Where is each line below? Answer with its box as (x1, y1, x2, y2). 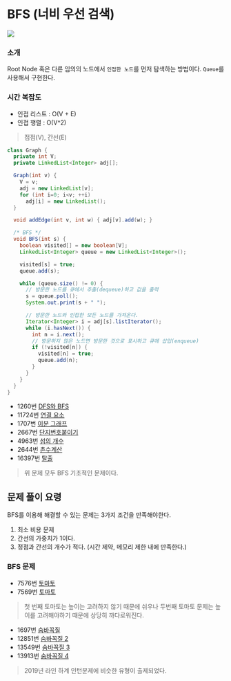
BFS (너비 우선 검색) (7, 6, 115, 22)
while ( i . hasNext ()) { (25, 325, 91, 332)
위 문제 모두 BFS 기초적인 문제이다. (23, 469, 119, 478)
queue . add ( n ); (37, 357, 79, 364)
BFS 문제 (7, 562, 36, 572)
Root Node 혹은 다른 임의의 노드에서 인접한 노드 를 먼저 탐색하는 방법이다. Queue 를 (7, 65, 225, 73)
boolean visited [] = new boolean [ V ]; (19, 242, 128, 249)
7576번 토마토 (17, 579, 56, 587)
